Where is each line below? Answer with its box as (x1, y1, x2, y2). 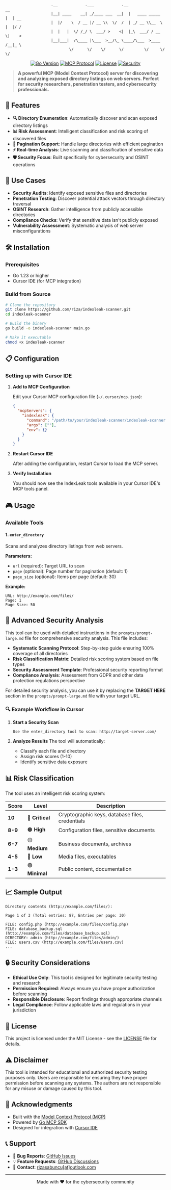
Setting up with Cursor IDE (5, 372, 72, 379)
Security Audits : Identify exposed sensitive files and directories (12, 190, 147, 196)
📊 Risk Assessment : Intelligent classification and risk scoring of (12, 128, 149, 134)
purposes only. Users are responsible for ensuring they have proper (5, 1074, 148, 1080)
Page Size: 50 (5, 602, 36, 607)
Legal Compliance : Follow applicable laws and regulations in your (12, 1002, 151, 1008)
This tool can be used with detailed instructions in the (5, 630, 118, 636)
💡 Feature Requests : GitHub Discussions (12, 1158, 99, 1165)
